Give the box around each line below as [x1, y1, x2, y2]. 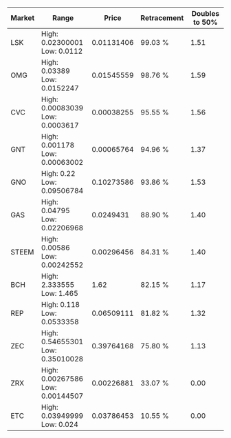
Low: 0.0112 [41, 46, 83, 56]
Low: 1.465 [41, 289, 79, 298]
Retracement [140, 13, 184, 23]
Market [10, 13, 35, 23]
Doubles [191, 9, 220, 18]
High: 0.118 [41, 300, 80, 309]
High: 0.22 [41, 169, 76, 178]
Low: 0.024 [41, 420, 79, 429]
